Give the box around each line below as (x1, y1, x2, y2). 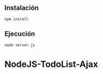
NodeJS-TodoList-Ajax (4, 59, 99, 70)
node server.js (4, 43, 35, 47)
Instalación (4, 4, 39, 12)
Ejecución (4, 30, 35, 38)
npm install (4, 16, 29, 21)
